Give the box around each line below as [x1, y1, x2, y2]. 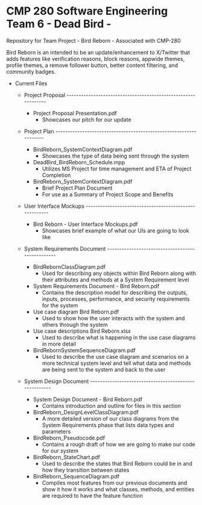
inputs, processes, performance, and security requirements [42, 295, 190, 303]
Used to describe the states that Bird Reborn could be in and [42, 460, 193, 467]
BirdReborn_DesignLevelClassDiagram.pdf [33, 408, 139, 416]
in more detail [42, 340, 77, 347]
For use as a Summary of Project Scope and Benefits [42, 190, 174, 198]
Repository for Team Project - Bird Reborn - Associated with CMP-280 [6, 37, 181, 44]
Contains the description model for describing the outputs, [42, 289, 188, 296]
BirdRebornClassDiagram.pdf [33, 263, 106, 270]
